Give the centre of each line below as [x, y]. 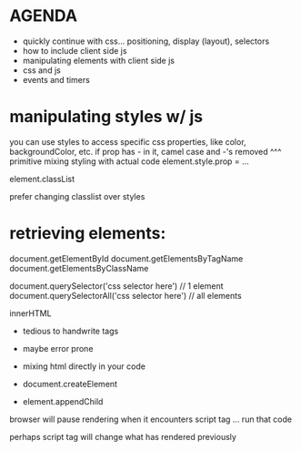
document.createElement [70, 384]
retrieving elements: [88, 234]
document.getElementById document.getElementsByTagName [126, 258]
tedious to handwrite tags [70, 331]
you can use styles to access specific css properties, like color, [128, 141]
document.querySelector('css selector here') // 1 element [117, 286]
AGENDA [44, 16]
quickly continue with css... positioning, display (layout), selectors [146, 41]
